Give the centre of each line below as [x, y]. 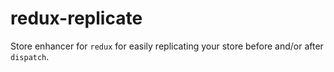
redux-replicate [76, 18]
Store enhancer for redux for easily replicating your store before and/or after [167, 46]
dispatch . [30, 56]
